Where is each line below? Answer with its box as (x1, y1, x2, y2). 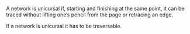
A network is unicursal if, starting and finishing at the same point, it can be (6, 5, 185, 12)
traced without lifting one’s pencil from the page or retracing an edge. (6, 11, 174, 18)
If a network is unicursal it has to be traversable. (6, 23, 122, 29)
